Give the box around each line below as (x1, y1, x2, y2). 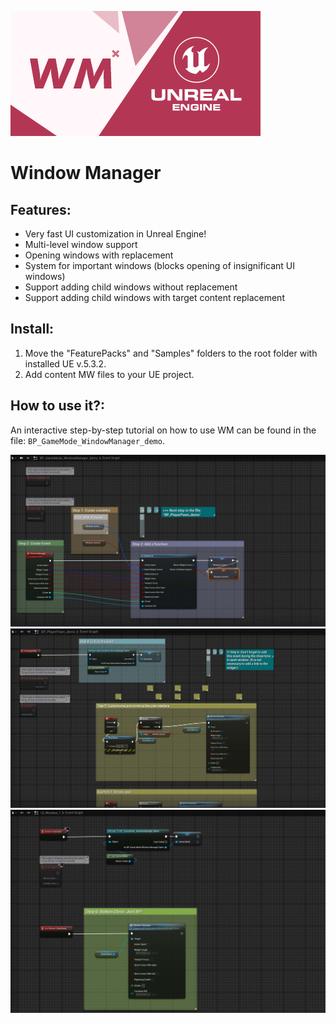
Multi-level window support (24, 239, 138, 250)
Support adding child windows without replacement (24, 281, 238, 293)
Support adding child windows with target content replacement (24, 292, 285, 303)
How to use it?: (10, 397, 105, 415)
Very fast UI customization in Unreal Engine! (24, 228, 207, 240)
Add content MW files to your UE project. (24, 368, 195, 380)
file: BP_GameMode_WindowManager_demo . (10, 434, 165, 446)
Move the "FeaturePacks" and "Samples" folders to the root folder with (24, 347, 318, 359)
